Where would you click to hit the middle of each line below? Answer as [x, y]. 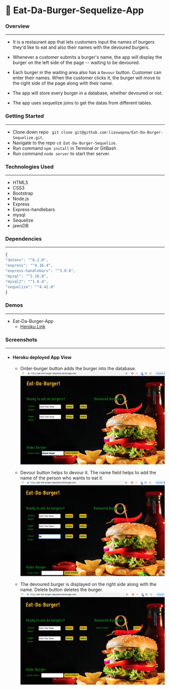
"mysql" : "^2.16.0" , [27, 276]
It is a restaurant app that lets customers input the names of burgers [83, 42]
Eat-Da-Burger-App [33, 321]
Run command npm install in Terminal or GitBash [64, 148]
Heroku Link [33, 326]
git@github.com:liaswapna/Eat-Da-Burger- [119, 132]
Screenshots [21, 340]
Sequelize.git [27, 138]
